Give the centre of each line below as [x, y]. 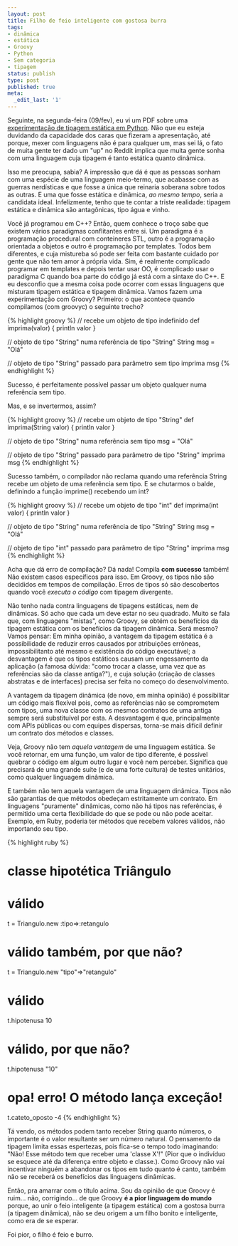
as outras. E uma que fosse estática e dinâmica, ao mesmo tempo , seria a [115, 194]
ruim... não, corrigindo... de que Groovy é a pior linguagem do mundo [109, 1198]
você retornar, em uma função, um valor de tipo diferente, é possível [108, 754]
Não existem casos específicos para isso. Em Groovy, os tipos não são [111, 577]
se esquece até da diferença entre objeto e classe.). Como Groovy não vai [116, 1161]
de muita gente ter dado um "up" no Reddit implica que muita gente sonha [116, 151]
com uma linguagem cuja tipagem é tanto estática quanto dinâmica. [107, 158]
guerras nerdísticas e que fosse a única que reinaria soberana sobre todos [117, 187]
